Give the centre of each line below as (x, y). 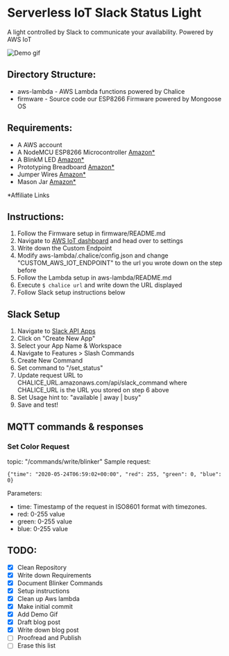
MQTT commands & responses (75, 427)
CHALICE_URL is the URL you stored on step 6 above (93, 390)
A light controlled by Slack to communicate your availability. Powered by (110, 32)
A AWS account (40, 144)
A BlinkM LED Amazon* (51, 159)
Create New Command (50, 361)
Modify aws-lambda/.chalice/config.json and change (93, 255)
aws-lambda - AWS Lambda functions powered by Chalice (101, 91)
